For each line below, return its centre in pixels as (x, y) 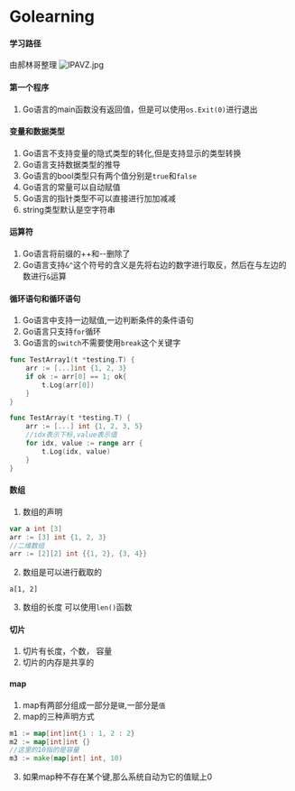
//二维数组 (27, 546)
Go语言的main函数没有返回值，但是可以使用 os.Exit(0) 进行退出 (140, 109)
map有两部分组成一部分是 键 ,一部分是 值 (94, 704)
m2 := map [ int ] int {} (50, 741)
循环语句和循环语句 (45, 299)
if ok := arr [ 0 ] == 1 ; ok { (76, 376)
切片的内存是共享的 (58, 662)
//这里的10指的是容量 (44, 750)
